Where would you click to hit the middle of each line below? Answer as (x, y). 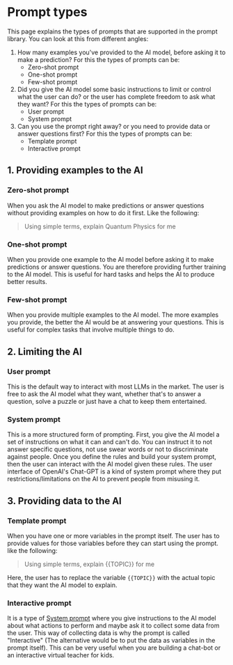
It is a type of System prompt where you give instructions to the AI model (112, 618)
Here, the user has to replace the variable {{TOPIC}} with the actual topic (111, 577)
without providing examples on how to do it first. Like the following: (103, 212)
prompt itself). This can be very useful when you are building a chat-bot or (114, 648)
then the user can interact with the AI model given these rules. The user (110, 464)
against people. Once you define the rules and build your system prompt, (112, 457)
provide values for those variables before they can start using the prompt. (113, 543)
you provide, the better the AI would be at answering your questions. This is (116, 322)
